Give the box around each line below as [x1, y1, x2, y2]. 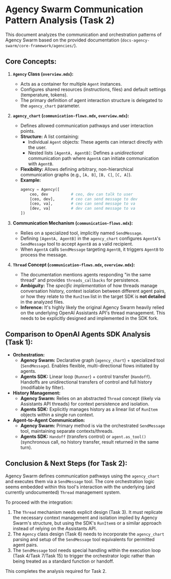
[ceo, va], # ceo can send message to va [30, 201, 136, 206]
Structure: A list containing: [20, 133, 79, 139]
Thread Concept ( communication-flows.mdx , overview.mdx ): [12, 262, 135, 268]
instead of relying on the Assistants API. [12, 525, 97, 531]
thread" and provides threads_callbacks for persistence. [20, 277, 140, 283]
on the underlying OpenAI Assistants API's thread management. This [20, 310, 165, 316]
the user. [28, 144, 47, 150]
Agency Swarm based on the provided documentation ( [5, 37, 122, 43]
